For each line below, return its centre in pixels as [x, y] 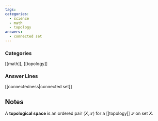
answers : [14, 32]
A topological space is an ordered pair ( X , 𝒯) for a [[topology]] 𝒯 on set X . [79, 113]
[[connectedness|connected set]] [39, 87]
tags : [10, 9]
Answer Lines [22, 76]
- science [19, 18]
